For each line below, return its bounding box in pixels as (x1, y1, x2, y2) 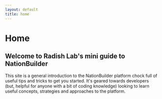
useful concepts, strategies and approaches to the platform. (5, 88, 126, 94)
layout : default (5, 7, 38, 12)
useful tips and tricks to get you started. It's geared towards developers (5, 78, 149, 83)
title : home (5, 12, 29, 17)
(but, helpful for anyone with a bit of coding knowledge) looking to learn (5, 83, 150, 89)
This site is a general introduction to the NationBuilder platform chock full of (5, 73, 158, 79)
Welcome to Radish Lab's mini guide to (5, 52, 125, 60)
